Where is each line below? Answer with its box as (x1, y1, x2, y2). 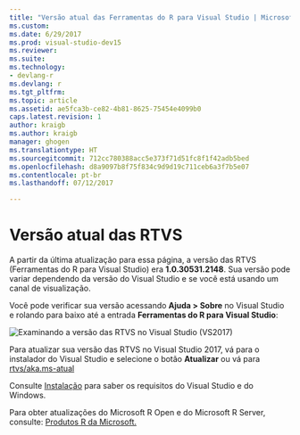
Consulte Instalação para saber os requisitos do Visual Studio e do (9, 381, 254, 391)
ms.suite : (9, 54, 46, 63)
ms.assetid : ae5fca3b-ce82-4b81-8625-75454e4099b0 (9, 104, 202, 113)
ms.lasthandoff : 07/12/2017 (9, 179, 114, 188)
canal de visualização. (9, 283, 91, 294)
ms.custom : (9, 21, 50, 30)
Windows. (9, 390, 46, 401)
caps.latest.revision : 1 (9, 112, 102, 121)
